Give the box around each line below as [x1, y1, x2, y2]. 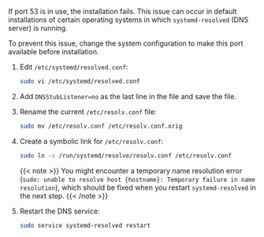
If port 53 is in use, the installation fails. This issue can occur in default [8, 7, 237, 16]
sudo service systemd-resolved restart [19, 221, 151, 229]
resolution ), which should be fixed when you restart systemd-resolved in [19, 183, 256, 192]
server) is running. [8, 24, 69, 32]
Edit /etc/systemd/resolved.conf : [19, 62, 128, 72]
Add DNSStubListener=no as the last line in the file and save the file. [19, 91, 236, 101]
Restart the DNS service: [19, 206, 100, 216]
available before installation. [8, 47, 99, 56]
